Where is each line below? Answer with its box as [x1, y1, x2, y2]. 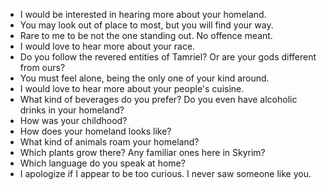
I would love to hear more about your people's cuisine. [19, 83, 245, 94]
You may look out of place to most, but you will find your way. [19, 19, 274, 31]
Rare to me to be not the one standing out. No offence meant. [19, 30, 273, 41]
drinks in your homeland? [19, 104, 125, 116]
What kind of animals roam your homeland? [19, 136, 200, 148]
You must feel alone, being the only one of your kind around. [19, 72, 270, 84]
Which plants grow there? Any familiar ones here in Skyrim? [19, 147, 266, 158]
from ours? [19, 62, 66, 73]
